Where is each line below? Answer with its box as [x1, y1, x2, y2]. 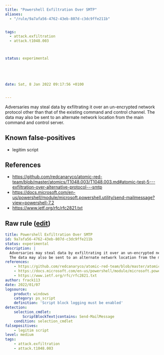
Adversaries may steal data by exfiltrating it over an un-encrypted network [5, 104, 155, 110]
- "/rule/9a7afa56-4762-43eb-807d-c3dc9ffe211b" [9, 16, 110, 21]
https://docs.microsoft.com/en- [12, 189, 76, 195]
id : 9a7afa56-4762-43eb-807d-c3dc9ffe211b [5, 237, 93, 242]
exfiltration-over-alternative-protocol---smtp [12, 184, 102, 190]
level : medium [5, 332, 34, 337]
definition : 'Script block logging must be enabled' [14, 301, 123, 306]
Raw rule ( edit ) [5, 219, 51, 228]
